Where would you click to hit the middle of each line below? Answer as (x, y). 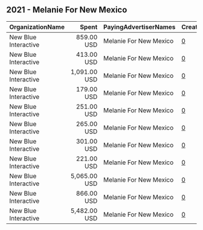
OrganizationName (37, 27)
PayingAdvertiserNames (140, 27)
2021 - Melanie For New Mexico (67, 10)
